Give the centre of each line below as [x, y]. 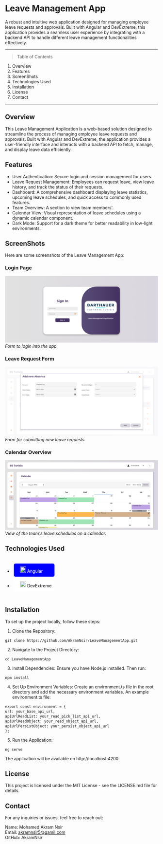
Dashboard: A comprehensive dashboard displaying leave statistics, [80, 192]
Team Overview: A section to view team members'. [63, 207]
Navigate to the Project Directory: [45, 649]
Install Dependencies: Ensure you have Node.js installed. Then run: [79, 668]
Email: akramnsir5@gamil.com [35, 832]
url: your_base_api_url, [30, 712]
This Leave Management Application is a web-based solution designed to [78, 129]
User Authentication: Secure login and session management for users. [82, 176]
